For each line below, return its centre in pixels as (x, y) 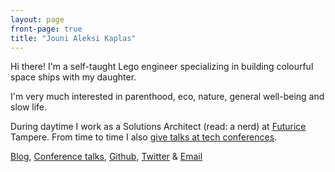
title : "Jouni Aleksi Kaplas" (73, 38)
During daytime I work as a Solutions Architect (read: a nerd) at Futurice (158, 127)
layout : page (37, 19)
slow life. (29, 107)
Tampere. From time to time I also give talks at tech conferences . (144, 137)
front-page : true (46, 29)
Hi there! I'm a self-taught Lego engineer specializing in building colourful (162, 67)
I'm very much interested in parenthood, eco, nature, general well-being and (167, 97)
